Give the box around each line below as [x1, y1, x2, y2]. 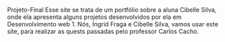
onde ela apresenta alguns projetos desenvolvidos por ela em [7, 13, 182, 21]
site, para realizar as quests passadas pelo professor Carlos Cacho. [7, 27, 200, 35]
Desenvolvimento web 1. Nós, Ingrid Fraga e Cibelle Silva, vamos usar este [7, 20, 219, 28]
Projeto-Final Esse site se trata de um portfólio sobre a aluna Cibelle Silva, [7, 6, 217, 14]
